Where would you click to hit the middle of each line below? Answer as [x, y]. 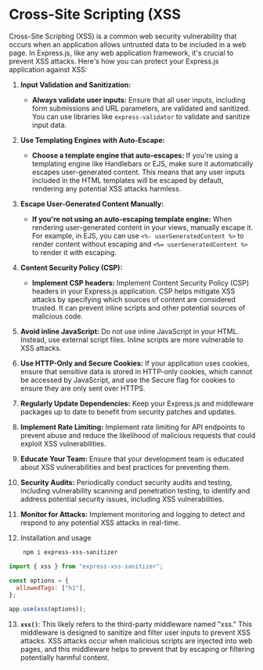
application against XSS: [48, 69]
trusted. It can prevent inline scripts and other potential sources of [139, 308]
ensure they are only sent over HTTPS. [83, 388]
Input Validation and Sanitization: [76, 85]
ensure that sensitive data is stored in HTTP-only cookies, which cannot [136, 371]
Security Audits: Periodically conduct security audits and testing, [126, 482]
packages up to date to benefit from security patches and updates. [128, 411]
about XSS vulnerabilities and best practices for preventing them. [125, 467]
